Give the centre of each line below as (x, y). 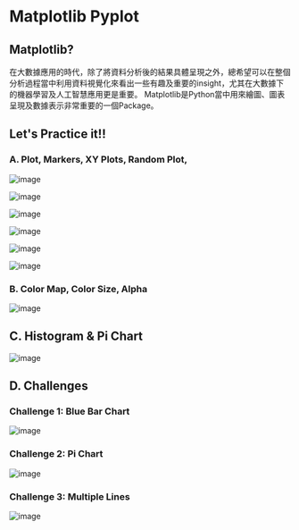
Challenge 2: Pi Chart (56, 454)
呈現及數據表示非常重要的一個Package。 (84, 105)
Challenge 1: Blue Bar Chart (70, 411)
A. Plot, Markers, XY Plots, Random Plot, (98, 160)
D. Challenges (49, 386)
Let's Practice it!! (58, 135)
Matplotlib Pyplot (75, 17)
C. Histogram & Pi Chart (76, 337)
